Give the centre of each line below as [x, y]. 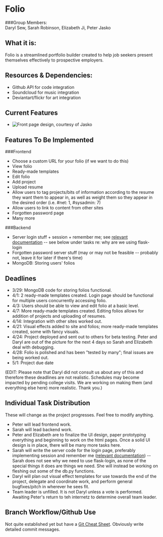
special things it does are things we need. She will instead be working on [85, 466]
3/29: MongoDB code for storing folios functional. [62, 290]
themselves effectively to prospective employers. [54, 60]
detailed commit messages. [33, 529]
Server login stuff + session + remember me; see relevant [70, 237]
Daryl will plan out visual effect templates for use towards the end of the [84, 476]
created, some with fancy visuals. [46, 331]
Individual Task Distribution [48, 403]
